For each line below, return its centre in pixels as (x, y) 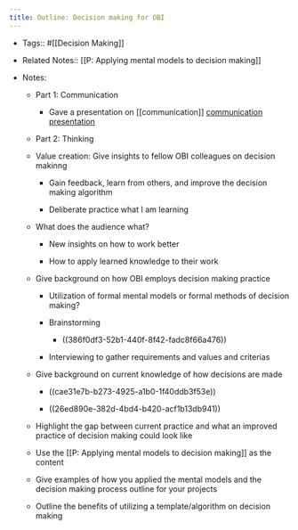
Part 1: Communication (77, 94)
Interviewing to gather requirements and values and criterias (159, 356)
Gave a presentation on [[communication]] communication (156, 111)
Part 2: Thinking (64, 138)
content (49, 462)
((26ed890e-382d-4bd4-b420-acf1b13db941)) (134, 408)
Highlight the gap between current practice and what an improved (156, 426)
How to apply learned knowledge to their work (133, 261)
